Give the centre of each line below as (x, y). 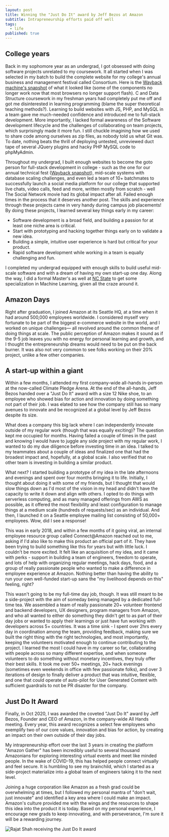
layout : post (19, 10)
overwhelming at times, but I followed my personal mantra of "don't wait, (81, 792)
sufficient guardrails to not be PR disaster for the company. (66, 686)
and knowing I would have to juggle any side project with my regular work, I (84, 441)
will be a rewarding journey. (34, 819)
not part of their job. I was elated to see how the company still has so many (83, 404)
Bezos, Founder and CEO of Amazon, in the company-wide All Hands (77, 719)
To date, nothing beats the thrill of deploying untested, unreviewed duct (79, 141)
